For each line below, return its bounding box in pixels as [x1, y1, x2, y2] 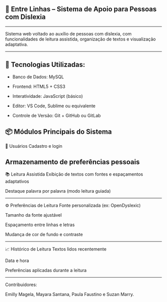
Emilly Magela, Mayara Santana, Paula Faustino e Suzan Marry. [5, 292, 134, 298]
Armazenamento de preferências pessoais [5, 158, 140, 166]
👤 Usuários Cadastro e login [5, 143, 63, 149]
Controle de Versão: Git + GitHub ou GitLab [12, 112, 101, 118]
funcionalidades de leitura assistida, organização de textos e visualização [5, 36, 156, 42]
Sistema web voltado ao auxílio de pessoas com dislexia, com [5, 30, 132, 36]
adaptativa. [5, 41, 28, 47]
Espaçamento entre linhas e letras [5, 222, 75, 228]
